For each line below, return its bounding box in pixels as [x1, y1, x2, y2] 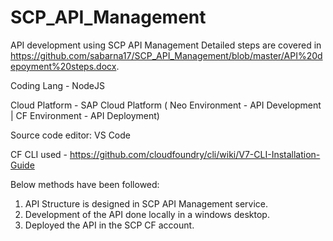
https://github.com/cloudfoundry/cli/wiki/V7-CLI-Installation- [69, 148, 321, 160]
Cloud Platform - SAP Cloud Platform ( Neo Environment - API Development [10, 99, 322, 111]
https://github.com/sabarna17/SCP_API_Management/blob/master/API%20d [10, 49, 323, 61]
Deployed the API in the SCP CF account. [24, 219, 195, 231]
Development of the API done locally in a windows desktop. [24, 208, 270, 220]
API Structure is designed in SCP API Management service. [24, 197, 269, 210]
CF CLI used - [10, 148, 68, 160]
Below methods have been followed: [10, 178, 160, 190]
